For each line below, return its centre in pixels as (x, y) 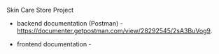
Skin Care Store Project (40, 10)
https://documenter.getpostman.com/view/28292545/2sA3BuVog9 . (114, 31)
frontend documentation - (54, 44)
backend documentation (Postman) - (70, 23)
